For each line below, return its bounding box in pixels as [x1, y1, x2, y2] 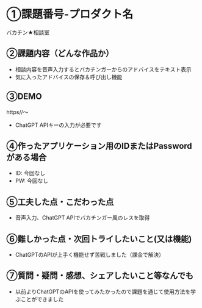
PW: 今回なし [15, 177, 49, 185]
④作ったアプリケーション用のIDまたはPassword [6, 140, 192, 151]
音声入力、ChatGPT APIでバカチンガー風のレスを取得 [15, 214, 150, 221]
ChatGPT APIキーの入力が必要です [15, 121, 102, 129]
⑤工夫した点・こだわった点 [6, 196, 114, 207]
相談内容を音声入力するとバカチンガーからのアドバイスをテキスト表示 [15, 65, 192, 73]
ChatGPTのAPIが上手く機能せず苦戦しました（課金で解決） [15, 251, 165, 258]
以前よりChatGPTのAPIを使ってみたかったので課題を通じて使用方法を [15, 288, 191, 295]
